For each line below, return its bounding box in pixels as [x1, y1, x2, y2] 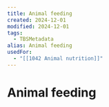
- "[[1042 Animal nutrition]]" [13, 55, 103, 62]
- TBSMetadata [13, 36, 54, 43]
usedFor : [7, 49, 32, 56]
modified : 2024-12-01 [7, 23, 70, 30]
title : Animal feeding [7, 10, 72, 17]
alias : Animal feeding [7, 42, 72, 49]
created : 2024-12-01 [7, 17, 67, 23]
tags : [7, 29, 23, 37]
